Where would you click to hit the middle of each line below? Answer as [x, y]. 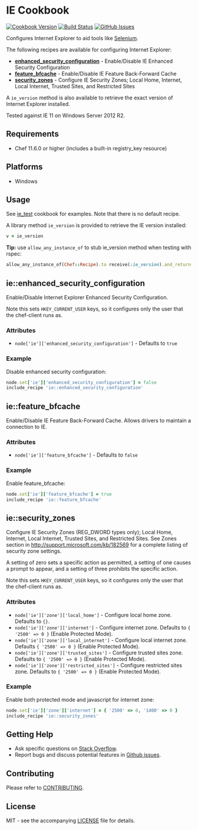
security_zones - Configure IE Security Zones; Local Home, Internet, [98, 80]
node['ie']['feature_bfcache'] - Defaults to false [76, 455]
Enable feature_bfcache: [36, 483]
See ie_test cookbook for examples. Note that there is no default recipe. [93, 214]
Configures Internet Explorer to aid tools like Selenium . [72, 38]
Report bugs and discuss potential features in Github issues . [88, 755]
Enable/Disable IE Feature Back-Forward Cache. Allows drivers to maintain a [99, 421]
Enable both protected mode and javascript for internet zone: [80, 699]
